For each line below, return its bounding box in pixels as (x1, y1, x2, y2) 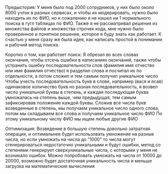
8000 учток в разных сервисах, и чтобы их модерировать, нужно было (5, 10, 158, 16)
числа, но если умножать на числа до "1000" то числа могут (5, 136, 135, 142)
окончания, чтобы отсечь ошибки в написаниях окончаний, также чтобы (5, 57, 161, 63)
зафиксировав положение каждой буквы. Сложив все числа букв (5, 100, 146, 105)
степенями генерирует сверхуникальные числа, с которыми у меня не (5, 147, 158, 153)
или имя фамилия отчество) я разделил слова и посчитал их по (5, 68, 142, 74)
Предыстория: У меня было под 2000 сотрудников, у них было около (5, 5, 154, 10)
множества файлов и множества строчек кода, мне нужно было (5, 26, 144, 32)
